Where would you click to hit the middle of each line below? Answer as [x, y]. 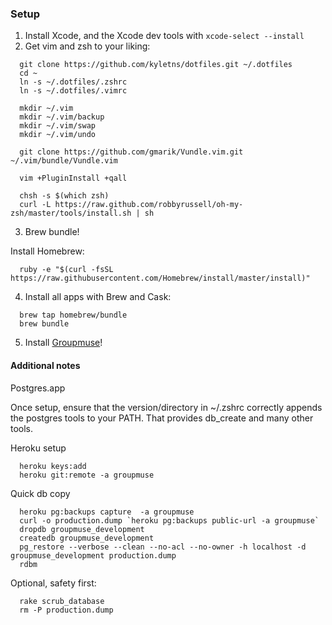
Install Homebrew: [47, 251]
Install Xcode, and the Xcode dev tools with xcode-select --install [164, 36]
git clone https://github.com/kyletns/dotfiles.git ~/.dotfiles [156, 65]
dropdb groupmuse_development [82, 529]
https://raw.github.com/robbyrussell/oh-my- [149, 205]
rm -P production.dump [66, 610]
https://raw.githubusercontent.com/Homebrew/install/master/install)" [160, 278]
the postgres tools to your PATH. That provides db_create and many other [162, 418]
